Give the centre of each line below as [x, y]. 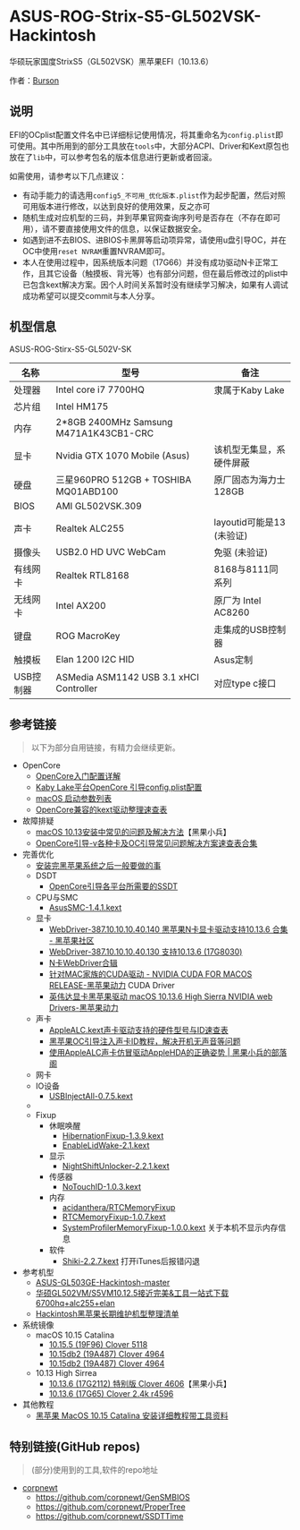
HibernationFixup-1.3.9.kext [113, 1136]
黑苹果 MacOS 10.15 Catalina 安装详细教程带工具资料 [132, 1415]
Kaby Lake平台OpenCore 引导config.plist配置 [119, 787]
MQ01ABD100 [87, 491]
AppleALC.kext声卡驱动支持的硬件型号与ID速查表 [139, 1030]
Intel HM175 [82, 406]
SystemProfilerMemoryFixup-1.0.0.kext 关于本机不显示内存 [170, 1227]
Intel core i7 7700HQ [100, 389]
